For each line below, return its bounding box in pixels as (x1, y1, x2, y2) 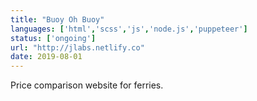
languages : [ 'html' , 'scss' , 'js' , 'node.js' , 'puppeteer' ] (10, 24, 248, 34)
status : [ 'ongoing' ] (10, 33, 97, 43)
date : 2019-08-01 (10, 52, 83, 62)
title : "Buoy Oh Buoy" (10, 14, 105, 25)
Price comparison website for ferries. (10, 79, 164, 91)
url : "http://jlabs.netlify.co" (10, 42, 145, 53)
